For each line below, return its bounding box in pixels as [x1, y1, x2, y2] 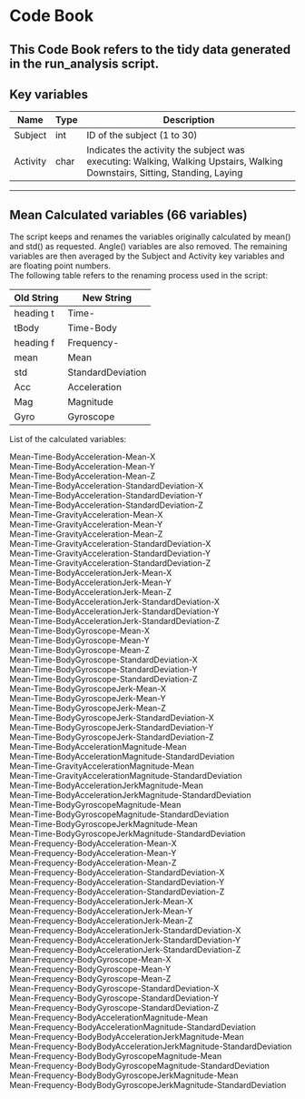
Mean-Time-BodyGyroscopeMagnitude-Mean [9, 800, 182, 811]
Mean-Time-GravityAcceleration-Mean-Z [9, 529, 163, 539]
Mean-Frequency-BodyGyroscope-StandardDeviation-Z [9, 1003, 220, 1013]
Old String [14, 292, 59, 305]
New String [82, 292, 133, 305]
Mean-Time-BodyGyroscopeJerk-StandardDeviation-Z [9, 731, 215, 742]
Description [162, 114, 215, 126]
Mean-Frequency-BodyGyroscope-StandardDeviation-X [9, 983, 220, 994]
